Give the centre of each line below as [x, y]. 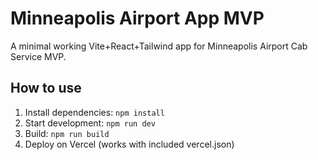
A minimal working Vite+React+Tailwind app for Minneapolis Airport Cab [159, 46]
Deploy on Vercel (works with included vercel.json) [129, 144]
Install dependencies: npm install [94, 112]
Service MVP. [38, 56]
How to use [46, 88]
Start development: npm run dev [90, 123]
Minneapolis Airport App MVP [137, 18]
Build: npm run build [67, 133]
